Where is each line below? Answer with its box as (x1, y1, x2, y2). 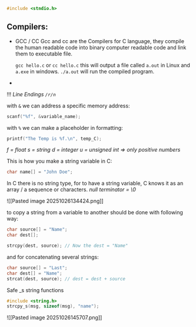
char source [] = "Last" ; (6, 264, 68, 271)
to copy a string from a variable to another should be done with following (6, 209, 183, 216)
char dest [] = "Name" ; (6, 270, 62, 276)
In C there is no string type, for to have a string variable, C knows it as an (6, 180, 184, 187)
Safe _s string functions (6, 286, 64, 293)
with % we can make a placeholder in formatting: (6, 124, 123, 131)
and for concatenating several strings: (6, 253, 99, 260)
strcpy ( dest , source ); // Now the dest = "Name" (6, 243, 128, 249)
